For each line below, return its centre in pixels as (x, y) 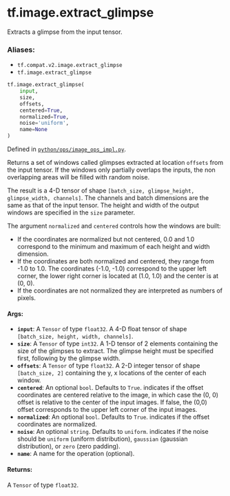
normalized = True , (44, 117)
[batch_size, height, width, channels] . (75, 337)
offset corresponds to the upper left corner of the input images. (107, 410)
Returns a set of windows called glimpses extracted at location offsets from (115, 163)
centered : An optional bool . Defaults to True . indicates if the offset (110, 388)
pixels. (27, 298)
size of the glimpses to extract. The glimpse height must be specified (115, 351)
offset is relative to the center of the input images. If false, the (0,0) (112, 402)
